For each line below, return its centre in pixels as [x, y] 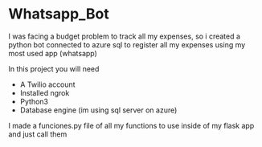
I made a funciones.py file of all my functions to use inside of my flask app [131, 125]
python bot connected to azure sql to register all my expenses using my [127, 44]
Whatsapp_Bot [59, 14]
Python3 [34, 101]
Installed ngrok [45, 92]
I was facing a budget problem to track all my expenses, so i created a [125, 36]
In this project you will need [54, 68]
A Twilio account [47, 84]
